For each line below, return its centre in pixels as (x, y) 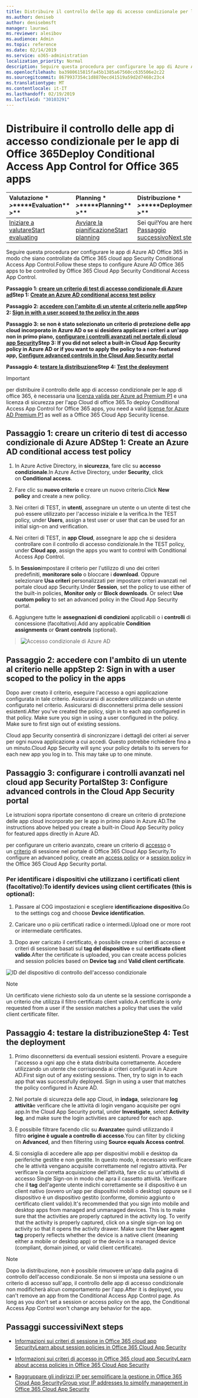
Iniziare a (22, 222)
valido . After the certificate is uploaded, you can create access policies (100, 955)
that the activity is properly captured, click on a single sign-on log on (98, 1223)
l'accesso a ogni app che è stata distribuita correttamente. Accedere (98, 1063)
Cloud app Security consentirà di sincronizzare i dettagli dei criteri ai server (98, 736)
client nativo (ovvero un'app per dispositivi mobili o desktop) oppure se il (103, 1191)
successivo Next (159, 237)
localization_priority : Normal (44, 61)
